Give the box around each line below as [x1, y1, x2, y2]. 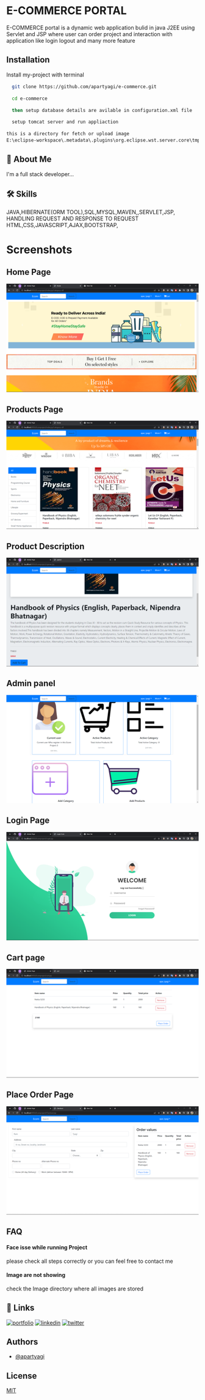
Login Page [6, 815, 50, 826]
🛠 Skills [6, 189, 38, 200]
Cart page [6, 953, 45, 963]
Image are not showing [6, 1271, 66, 1279]
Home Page [6, 267, 51, 277]
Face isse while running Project [6, 1243, 88, 1251]
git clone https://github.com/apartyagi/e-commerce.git [12, 83, 157, 89]
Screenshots [6, 242, 73, 256]
